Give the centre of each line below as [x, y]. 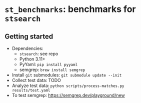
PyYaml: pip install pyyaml [48, 64]
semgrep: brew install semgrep [52, 69]
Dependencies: [27, 48]
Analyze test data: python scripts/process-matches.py [68, 85]
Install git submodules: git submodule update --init [67, 75]
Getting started [29, 36]
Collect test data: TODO [36, 80]
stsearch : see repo [39, 54]
